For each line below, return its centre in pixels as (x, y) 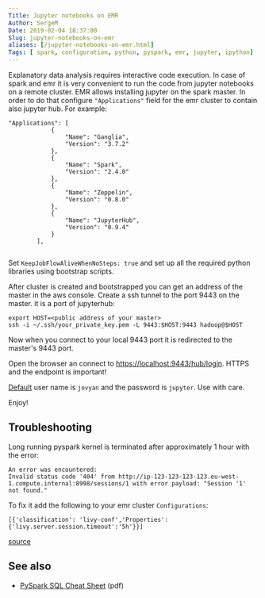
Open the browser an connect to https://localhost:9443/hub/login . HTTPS (129, 363)
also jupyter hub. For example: (58, 109)
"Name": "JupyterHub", (102, 220)
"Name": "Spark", (94, 165)
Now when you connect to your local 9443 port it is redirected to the (120, 339)
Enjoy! (19, 402)
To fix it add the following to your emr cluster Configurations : (108, 505)
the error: (24, 455)
